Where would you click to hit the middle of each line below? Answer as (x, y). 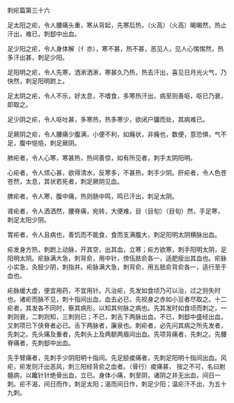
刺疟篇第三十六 (29, 10)
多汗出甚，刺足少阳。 (38, 57)
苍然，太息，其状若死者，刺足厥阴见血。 (65, 181)
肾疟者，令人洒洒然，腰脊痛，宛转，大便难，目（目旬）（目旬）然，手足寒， (116, 211)
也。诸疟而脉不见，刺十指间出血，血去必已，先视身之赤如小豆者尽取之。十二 (117, 299)
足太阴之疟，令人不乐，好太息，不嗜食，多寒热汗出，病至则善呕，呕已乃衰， (117, 96)
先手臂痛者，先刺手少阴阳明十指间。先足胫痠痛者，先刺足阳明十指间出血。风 (117, 358)
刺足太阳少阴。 (29, 220)
